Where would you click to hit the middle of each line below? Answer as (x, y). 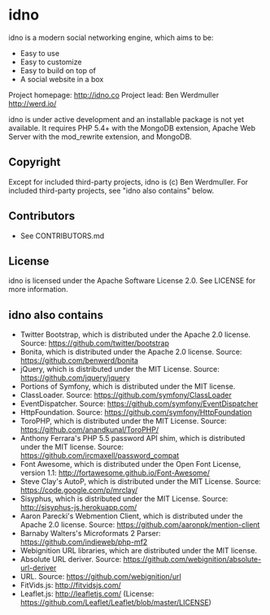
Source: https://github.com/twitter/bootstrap (94, 343)
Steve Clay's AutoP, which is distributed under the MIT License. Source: (141, 482)
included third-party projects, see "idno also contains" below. (111, 190)
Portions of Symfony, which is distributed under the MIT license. (128, 386)
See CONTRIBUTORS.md (62, 236)
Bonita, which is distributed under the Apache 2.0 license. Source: (131, 352)
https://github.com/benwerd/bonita (79, 360)
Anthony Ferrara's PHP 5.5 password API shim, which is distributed (133, 438)
